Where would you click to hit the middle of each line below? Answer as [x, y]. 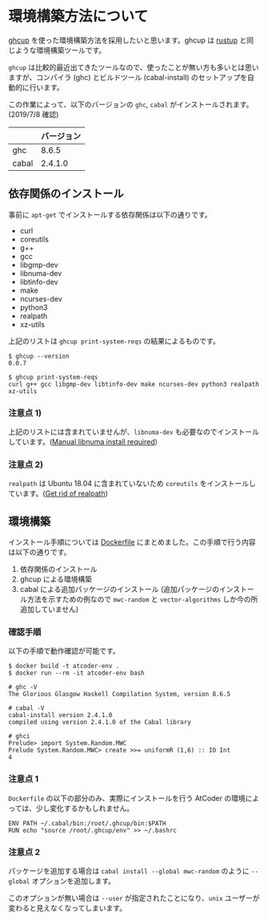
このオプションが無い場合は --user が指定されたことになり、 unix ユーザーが [134, 898]
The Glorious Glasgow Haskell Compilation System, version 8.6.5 [119, 695]
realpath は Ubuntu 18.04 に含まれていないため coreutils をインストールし [132, 484]
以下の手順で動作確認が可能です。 [64, 651]
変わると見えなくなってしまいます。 [67, 908]
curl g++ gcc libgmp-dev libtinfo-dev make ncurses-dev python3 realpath [134, 384]
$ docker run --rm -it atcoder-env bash [77, 673]
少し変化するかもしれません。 [85, 808]
